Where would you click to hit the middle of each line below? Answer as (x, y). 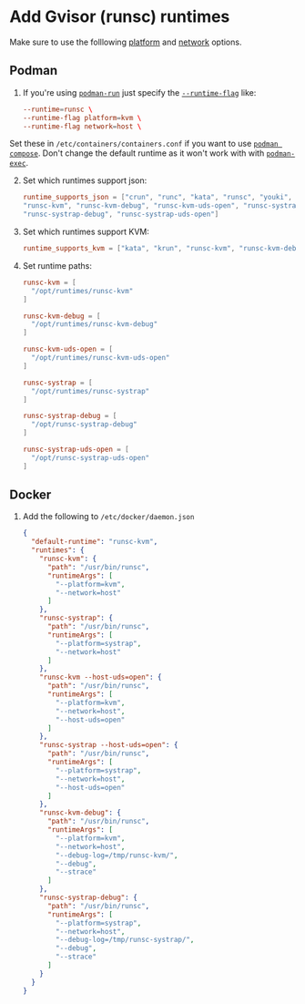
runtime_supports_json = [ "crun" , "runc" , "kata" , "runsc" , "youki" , (158, 198)
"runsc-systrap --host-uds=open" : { (109, 745)
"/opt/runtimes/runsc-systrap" (91, 391)
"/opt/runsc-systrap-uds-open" (91, 457)
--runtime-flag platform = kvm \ (82, 118)
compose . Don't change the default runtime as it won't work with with (137, 153)
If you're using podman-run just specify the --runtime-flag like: (139, 92)
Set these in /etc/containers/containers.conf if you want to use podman (144, 144)
